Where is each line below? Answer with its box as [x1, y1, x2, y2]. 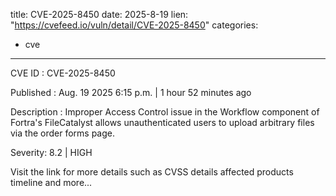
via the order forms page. [10, 127, 115, 139]
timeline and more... [10, 177, 93, 188]
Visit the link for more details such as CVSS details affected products [10, 166, 294, 178]
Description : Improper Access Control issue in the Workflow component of [10, 106, 320, 118]
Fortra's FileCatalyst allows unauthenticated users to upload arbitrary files [10, 117, 315, 128]
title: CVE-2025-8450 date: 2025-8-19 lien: [10, 9, 189, 20]
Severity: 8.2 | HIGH [10, 147, 93, 158]
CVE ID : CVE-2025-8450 [10, 67, 116, 79]
